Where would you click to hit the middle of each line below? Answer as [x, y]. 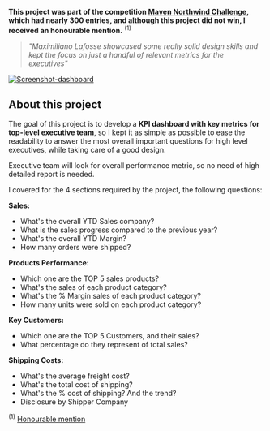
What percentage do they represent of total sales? [104, 345]
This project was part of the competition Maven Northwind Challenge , [129, 12]
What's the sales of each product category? [94, 287]
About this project [55, 105]
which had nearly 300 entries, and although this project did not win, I [127, 20]
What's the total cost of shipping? [76, 385]
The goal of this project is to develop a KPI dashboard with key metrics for [134, 124]
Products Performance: [49, 263]
